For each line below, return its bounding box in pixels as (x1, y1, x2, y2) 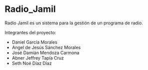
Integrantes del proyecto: (4, 29, 56, 35)
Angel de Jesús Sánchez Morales (11, 44, 81, 50)
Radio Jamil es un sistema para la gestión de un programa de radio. (4, 20, 143, 26)
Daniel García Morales (11, 39, 58, 45)
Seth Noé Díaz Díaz (11, 60, 52, 66)
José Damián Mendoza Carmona (11, 50, 80, 56)
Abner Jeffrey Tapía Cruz (11, 55, 64, 61)
